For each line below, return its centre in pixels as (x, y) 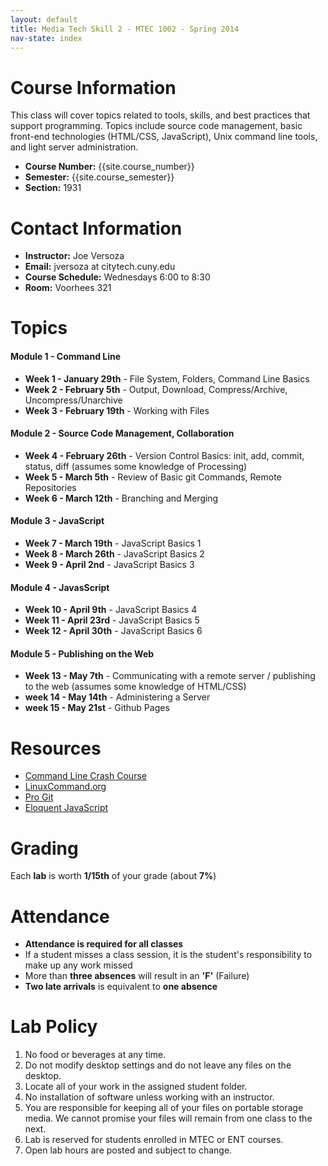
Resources (56, 748)
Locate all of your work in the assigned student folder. (136, 1087)
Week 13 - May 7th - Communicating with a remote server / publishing (170, 676)
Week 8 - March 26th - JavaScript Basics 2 (114, 554)
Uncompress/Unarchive (73, 400)
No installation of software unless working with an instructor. (149, 1097)
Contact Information (96, 228)
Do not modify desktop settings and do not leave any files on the (158, 1065)
